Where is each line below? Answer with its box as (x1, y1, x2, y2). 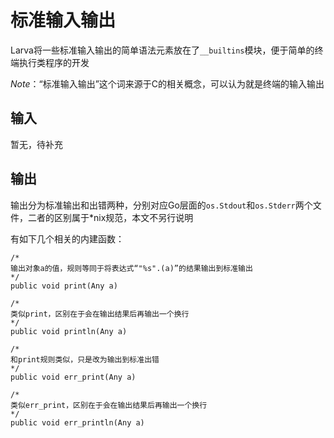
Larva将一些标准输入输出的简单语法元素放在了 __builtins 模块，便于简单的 (10, 44, 315, 56)
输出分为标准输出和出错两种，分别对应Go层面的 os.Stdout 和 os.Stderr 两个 (10, 199, 313, 211)
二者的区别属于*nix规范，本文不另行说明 (27, 211, 194, 223)
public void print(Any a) (10, 281, 118, 291)
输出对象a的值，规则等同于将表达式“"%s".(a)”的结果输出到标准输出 (10, 263, 253, 273)
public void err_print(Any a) (10, 372, 137, 382)
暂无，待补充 (10, 138, 63, 150)
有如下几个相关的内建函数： (10, 232, 125, 245)
